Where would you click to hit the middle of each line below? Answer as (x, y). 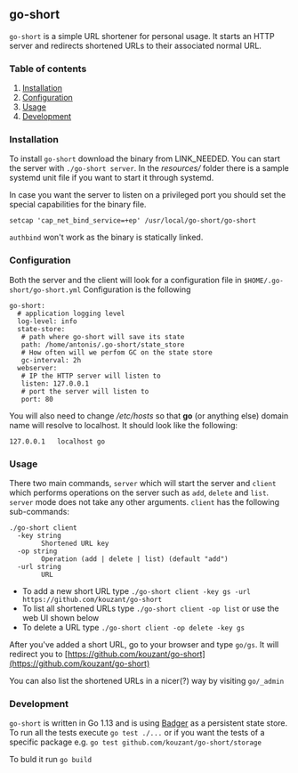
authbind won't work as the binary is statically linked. (106, 237)
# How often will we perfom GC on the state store (117, 352)
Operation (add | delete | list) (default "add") (135, 559)
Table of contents (48, 69)
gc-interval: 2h (51, 360)
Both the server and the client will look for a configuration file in (125, 280)
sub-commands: (39, 512)
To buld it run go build (50, 760)
